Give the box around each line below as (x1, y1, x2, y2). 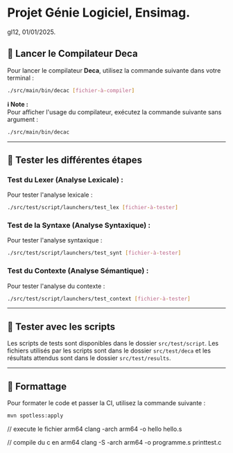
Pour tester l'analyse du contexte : (7, 282, 105, 290)
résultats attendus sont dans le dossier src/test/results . (7, 354, 171, 362)
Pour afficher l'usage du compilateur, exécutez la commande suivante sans (7, 107, 222, 116)
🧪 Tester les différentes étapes (7, 154, 143, 166)
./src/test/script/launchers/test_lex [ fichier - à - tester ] (7, 204, 178, 211)
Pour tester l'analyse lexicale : (7, 190, 93, 199)
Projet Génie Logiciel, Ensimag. (7, 5, 191, 21)
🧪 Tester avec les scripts (7, 321, 116, 332)
